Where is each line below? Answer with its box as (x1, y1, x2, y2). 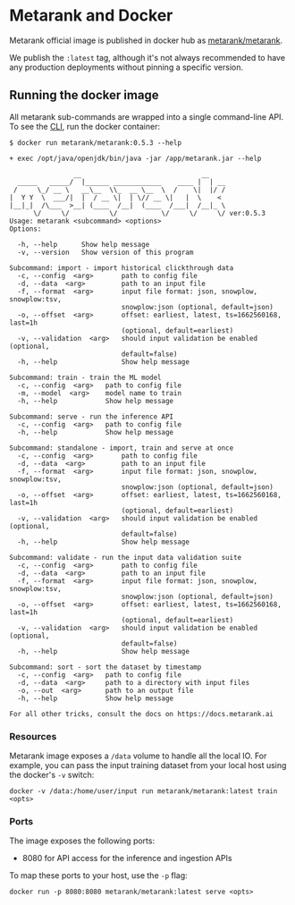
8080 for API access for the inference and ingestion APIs (21, 853, 232, 864)
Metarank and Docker (9, 5, 173, 26)
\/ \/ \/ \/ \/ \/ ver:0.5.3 (32, 208, 266, 217)
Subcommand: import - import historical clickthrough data (9, 263, 234, 273)
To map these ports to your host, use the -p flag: (9, 870, 188, 881)
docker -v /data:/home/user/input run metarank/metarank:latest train (9, 787, 278, 796)
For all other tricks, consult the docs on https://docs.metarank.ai (9, 709, 274, 718)
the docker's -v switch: (9, 770, 95, 781)
